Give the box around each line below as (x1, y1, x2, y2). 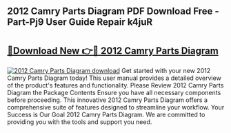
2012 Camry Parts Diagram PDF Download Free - (7, 6, 219, 17)
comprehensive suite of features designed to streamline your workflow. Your (7, 103, 225, 111)
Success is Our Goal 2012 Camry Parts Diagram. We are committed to (7, 110, 205, 119)
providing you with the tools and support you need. (7, 118, 152, 126)
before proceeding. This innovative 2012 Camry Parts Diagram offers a (7, 96, 208, 104)
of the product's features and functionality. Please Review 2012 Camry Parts (7, 81, 224, 89)
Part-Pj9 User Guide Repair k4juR (7, 17, 153, 28)
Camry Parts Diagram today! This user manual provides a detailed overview (7, 74, 222, 82)
